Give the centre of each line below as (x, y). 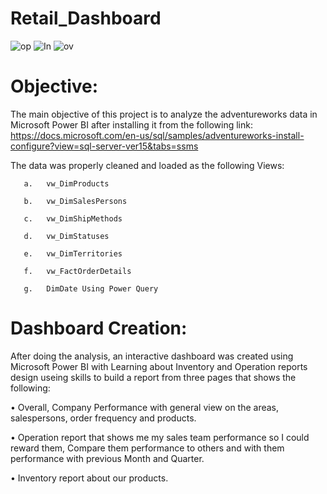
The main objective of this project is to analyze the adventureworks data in (164, 114)
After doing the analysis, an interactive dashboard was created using (152, 356)
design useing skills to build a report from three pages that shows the (153, 377)
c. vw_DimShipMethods (73, 218)
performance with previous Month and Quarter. (107, 458)
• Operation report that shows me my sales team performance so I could (160, 437)
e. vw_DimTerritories (73, 253)
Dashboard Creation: (99, 328)
